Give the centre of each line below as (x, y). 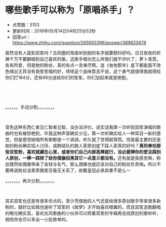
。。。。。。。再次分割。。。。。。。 (31, 181)
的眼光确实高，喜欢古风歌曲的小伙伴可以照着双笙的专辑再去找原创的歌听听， (83, 213)
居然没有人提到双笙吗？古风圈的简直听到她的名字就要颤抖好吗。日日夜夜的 (81, 53)
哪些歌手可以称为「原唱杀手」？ (70, 10)
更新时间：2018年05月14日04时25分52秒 (54, 31)
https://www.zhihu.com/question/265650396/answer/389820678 (79, 42)
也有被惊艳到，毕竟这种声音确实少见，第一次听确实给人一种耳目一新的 (85, 133)
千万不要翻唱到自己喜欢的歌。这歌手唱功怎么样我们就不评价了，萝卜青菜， (85, 59)
